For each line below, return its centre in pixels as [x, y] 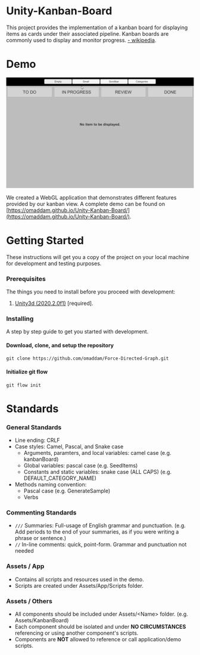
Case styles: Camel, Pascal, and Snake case [69, 447]
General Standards [34, 427]
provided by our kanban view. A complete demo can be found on [86, 204]
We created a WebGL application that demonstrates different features [91, 197]
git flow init [24, 385]
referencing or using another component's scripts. [76, 633]
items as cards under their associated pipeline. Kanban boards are [87, 33]
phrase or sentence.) [40, 538]
